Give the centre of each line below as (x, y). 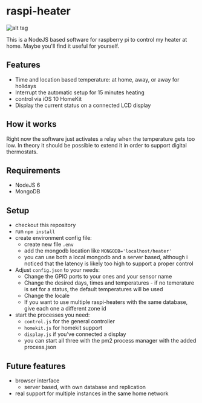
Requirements (33, 170)
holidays (25, 86)
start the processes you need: (52, 315)
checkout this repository (45, 225)
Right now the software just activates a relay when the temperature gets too (101, 139)
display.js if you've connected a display (75, 334)
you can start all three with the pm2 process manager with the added (110, 341)
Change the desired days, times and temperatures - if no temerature (109, 283)
